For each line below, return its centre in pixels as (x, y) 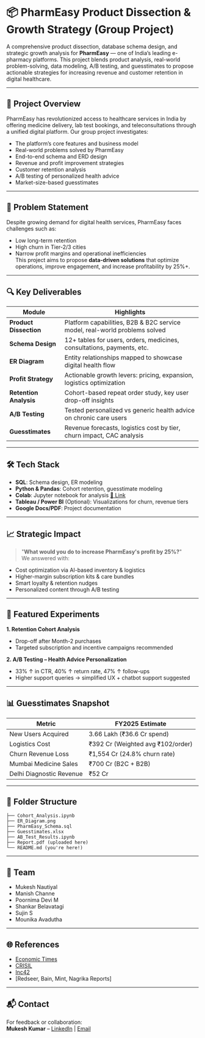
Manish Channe (35, 894)
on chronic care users (95, 418)
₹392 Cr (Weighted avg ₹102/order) (141, 744)
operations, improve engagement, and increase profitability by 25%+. (103, 266)
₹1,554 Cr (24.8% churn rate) (132, 754)
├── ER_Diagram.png (31, 821)
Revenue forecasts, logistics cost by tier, (122, 428)
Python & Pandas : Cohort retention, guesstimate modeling (89, 489)
